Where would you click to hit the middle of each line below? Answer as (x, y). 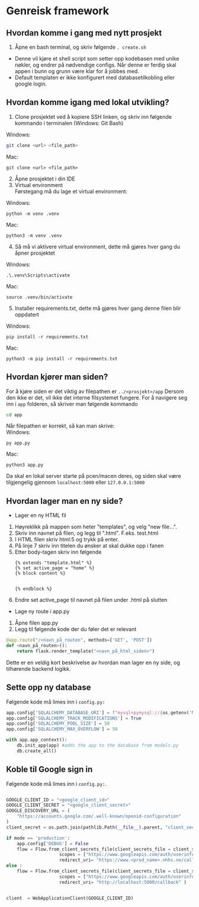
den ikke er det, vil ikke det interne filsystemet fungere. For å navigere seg (97, 397)
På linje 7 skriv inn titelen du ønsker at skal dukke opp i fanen (89, 546)
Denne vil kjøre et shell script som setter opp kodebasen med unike (97, 58)
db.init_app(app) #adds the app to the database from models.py (98, 746)
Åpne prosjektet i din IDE (45, 179)
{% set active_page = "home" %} (54, 568)
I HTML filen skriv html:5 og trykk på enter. (67, 540)
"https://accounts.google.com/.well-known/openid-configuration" (99, 816)
